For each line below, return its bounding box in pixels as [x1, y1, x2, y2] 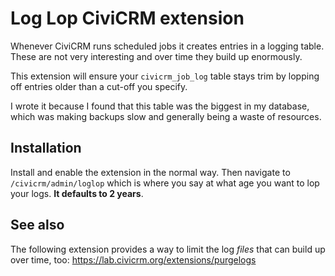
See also [10, 217, 65, 234]
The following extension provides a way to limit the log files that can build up [10, 243, 326, 255]
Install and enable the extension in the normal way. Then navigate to [10, 166, 291, 178]
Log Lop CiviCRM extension [10, 7, 245, 30]
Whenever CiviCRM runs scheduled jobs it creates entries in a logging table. [10, 40, 325, 52]
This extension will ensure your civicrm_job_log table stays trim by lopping [10, 70, 320, 82]
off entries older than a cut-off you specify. [10, 80, 188, 92]
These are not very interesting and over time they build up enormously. [10, 50, 303, 62]
